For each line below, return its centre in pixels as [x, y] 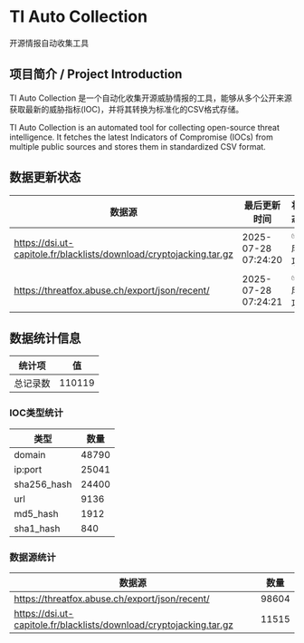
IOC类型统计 [36, 413]
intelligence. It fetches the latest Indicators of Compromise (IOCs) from [142, 137]
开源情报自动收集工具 [49, 43]
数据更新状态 [45, 177]
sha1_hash [37, 528]
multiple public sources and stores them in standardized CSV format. [138, 146]
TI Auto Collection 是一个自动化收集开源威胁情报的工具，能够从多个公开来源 [151, 98]
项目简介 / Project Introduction [96, 74]
